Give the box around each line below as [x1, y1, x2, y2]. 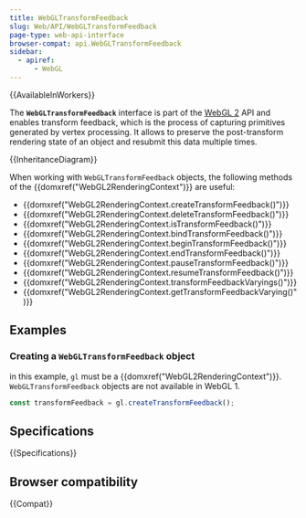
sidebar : [9, 48, 43, 57]
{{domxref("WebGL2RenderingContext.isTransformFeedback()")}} [22, 218, 272, 229]
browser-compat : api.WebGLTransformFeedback [9, 38, 182, 48]
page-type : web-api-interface [9, 30, 125, 39]
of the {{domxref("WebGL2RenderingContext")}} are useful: [9, 181, 236, 192]
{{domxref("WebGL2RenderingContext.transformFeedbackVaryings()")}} [22, 276, 298, 288]
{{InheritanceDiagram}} [9, 153, 98, 164]
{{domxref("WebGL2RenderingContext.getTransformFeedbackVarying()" [22, 286, 298, 297]
